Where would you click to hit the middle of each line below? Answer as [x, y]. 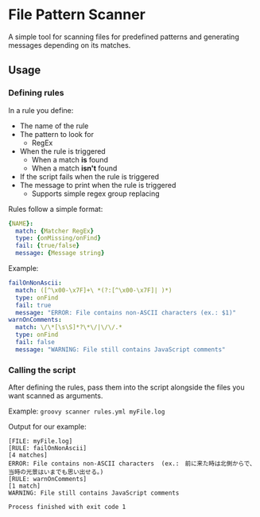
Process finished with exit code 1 [67, 507]
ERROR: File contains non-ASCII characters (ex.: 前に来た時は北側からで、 [132, 464]
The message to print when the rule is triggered [98, 185]
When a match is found [70, 159]
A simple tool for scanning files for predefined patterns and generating [124, 37]
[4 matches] [28, 456]
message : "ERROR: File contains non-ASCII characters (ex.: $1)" [126, 312]
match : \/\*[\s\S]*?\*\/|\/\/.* [69, 327]
